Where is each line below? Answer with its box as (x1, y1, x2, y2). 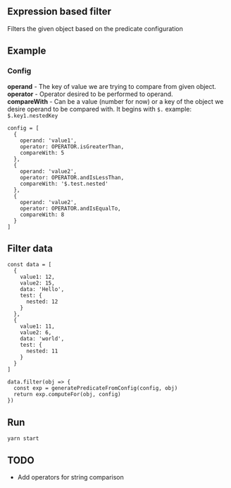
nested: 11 (25, 347, 58, 355)
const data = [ (7, 261, 52, 268)
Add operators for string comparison (17, 472, 125, 481)
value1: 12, (20, 273, 55, 281)
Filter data (7, 242, 53, 254)
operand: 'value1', (20, 137, 77, 144)
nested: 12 (25, 298, 58, 306)
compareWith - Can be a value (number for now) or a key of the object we (7, 97, 224, 105)
